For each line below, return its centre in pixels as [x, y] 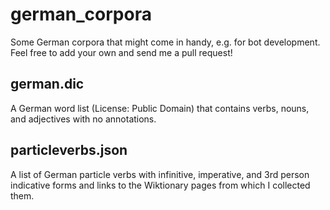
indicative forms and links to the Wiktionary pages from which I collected [160, 185]
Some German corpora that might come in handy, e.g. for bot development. [165, 42]
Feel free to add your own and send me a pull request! [121, 52]
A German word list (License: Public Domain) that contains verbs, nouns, [160, 108]
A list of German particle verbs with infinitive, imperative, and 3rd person [160, 174]
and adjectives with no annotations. [83, 119]
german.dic [47, 84]
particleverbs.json [69, 150]
